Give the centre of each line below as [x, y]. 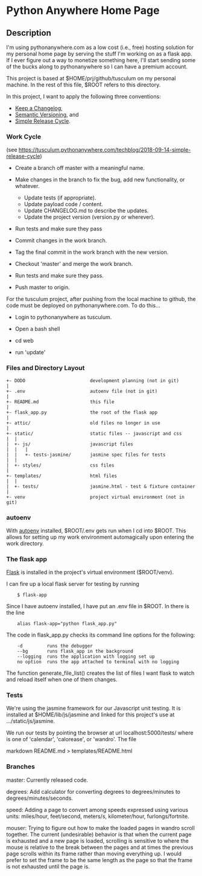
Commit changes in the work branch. [61, 241]
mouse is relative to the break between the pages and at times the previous [100, 847]
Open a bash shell [37, 329]
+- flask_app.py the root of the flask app [82, 412]
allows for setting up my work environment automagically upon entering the [100, 537]
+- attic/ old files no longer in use [84, 423]
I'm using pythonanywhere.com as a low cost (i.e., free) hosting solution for [100, 47]
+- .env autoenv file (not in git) [82, 391]
